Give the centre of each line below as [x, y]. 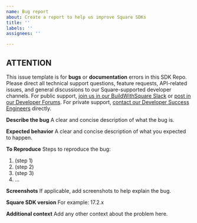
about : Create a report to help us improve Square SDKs [76, 17]
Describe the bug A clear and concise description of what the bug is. [90, 119]
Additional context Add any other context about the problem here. [87, 214]
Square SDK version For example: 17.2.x [55, 202]
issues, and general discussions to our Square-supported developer [89, 89]
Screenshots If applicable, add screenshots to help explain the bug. [89, 190]
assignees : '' [24, 34]
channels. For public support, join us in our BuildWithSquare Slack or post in [98, 96]
